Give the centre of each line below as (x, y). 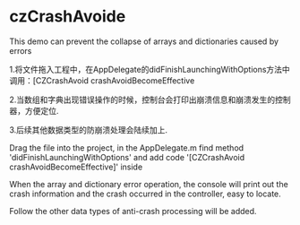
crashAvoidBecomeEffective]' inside (76, 167)
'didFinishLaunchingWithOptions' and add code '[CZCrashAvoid (127, 157)
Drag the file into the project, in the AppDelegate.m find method (127, 147)
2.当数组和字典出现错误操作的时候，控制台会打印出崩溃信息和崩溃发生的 (142, 100)
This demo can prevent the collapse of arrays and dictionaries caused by (144, 41)
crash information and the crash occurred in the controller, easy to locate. (146, 194)
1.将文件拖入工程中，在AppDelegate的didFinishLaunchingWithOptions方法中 (150, 69)
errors (21, 50)
